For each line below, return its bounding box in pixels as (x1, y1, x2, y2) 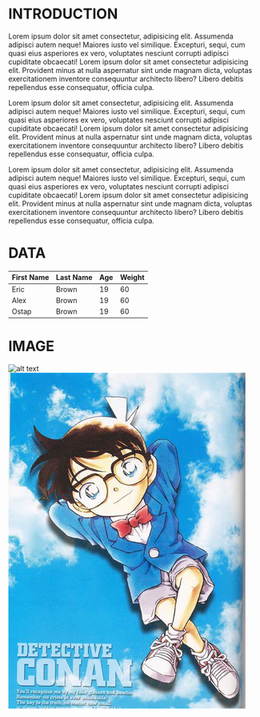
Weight (119, 273, 146, 282)
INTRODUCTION (8, 5, 118, 23)
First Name (11, 273, 50, 282)
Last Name (55, 273, 94, 282)
